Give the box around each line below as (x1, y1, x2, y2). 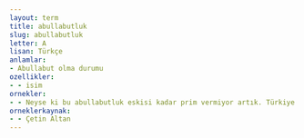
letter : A (9, 38, 47, 48)
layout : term (9, 13, 59, 23)
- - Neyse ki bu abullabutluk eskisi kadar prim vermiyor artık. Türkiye (9, 97, 296, 107)
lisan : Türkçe (9, 47, 64, 56)
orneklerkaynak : (9, 106, 71, 115)
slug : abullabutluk (9, 30, 84, 39)
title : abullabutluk (9, 22, 88, 31)
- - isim (9, 81, 43, 90)
